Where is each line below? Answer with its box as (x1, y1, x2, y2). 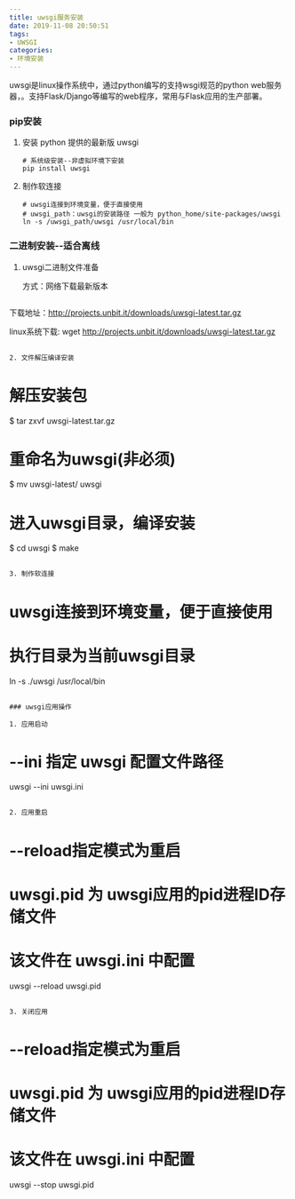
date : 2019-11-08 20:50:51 (9, 21, 109, 30)
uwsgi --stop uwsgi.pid (9, 1179, 95, 1190)
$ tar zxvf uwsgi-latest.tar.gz (9, 415, 116, 426)
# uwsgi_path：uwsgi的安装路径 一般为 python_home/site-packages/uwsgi (21, 210, 282, 218)
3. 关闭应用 (9, 1007, 49, 1016)
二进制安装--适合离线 (9, 240, 100, 252)
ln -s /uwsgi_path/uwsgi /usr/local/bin (21, 218, 174, 226)
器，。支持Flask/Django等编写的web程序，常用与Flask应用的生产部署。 (9, 91, 267, 101)
